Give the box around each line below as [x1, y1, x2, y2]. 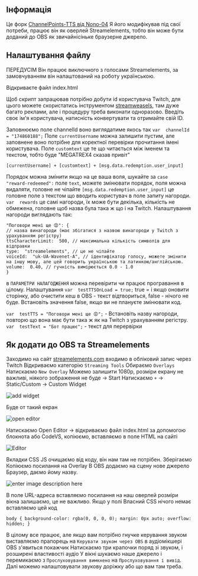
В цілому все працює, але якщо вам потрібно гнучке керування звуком [6, 531, 187, 539]
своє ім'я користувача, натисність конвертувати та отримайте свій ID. [6, 114, 184, 121]
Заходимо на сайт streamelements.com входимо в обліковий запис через [6, 356, 191, 363]
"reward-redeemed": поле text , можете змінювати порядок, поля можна [6, 179, 186, 186]
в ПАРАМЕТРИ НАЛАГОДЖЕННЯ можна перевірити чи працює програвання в [6, 279, 184, 287]
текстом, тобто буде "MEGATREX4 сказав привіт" [6, 151, 130, 158]
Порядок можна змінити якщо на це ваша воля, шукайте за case [6, 173, 168, 180]
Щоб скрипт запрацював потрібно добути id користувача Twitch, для [6, 95, 181, 103]
